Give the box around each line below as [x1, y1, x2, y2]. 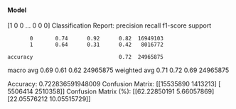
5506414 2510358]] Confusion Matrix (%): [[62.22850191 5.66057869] [7, 87, 215, 96]
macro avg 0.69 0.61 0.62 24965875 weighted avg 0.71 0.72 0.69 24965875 [7, 66, 230, 74]
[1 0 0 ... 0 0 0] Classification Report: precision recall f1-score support [7, 21, 212, 30]
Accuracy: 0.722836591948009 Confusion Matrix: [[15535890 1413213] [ [7, 80, 221, 88]
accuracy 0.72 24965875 [7, 54, 163, 61]
